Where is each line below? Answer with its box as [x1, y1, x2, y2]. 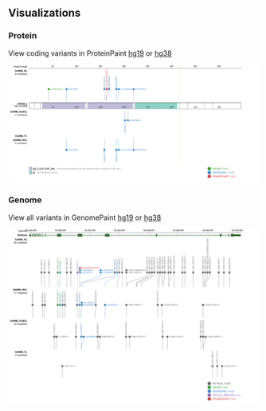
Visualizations [8, 6, 81, 20]
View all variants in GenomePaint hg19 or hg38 [8, 213, 162, 222]
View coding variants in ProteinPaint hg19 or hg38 [8, 48, 173, 58]
